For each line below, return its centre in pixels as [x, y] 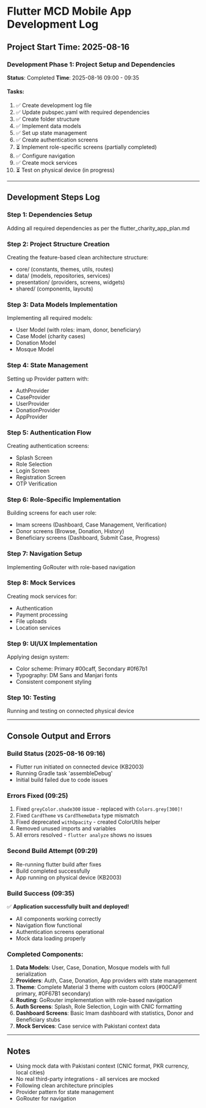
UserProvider [32, 403]
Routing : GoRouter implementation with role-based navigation [94, 1000]
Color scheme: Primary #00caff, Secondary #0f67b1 [82, 669]
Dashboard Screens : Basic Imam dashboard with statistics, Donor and [105, 1013]
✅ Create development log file [54, 105]
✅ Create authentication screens [57, 140]
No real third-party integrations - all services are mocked [87, 1079]
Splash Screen [34, 457]
